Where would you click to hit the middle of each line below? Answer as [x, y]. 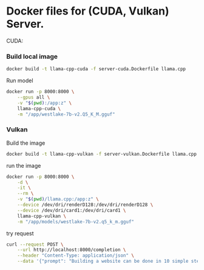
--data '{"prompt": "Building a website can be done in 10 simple [103, 262]
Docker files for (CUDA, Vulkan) [88, 11]
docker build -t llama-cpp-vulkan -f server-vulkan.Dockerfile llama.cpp [102, 154]
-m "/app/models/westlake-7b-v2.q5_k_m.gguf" [76, 222]
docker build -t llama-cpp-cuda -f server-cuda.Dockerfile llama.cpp [96, 69]
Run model [20, 81]
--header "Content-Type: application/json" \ [76, 255]
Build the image [26, 143]
